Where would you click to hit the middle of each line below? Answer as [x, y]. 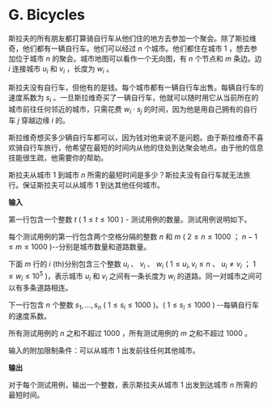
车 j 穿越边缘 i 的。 [39, 121]
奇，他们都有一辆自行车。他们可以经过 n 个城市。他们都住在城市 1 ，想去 [130, 48]
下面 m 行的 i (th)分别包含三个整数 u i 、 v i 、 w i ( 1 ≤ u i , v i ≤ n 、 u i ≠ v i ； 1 [132, 265]
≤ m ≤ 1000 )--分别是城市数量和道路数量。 [80, 247]
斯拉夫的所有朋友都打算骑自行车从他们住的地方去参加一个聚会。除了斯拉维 [132, 38]
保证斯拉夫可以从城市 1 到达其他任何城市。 [93, 185]
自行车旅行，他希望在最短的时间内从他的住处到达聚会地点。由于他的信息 [143, 148]
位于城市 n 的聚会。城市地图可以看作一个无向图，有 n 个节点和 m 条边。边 [138, 58]
